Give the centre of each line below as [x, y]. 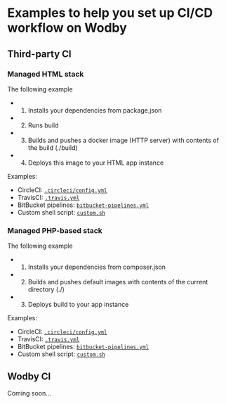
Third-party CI [39, 54]
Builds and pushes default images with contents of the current [118, 282]
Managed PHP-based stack [55, 230]
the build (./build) [53, 147]
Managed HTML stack [46, 74]
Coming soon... [29, 393]
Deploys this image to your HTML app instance [96, 163]
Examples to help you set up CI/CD [110, 13]
